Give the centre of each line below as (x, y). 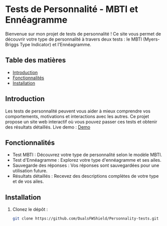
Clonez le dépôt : (30, 209)
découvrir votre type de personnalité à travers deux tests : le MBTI (73, 39)
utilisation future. (30, 171)
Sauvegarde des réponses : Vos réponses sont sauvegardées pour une (86, 165)
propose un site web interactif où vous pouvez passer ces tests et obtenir (81, 122)
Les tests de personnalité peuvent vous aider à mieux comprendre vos (78, 111)
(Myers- (151, 39)
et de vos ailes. (28, 181)
